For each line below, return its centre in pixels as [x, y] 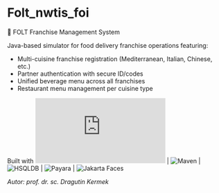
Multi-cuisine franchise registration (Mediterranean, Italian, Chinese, [115, 59]
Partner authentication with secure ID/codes [80, 74]
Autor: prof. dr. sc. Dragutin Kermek [58, 181]
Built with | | [104, 160]
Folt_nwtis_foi [48, 13]
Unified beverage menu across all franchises [81, 81]
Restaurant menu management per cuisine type [85, 88]
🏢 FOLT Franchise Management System [63, 32]
